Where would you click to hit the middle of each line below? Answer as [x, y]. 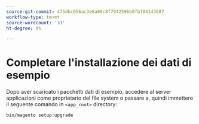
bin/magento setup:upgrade [40, 115]
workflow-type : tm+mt [33, 17]
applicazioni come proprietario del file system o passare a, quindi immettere [99, 98]
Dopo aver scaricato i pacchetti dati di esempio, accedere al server [89, 92]
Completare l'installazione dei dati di [99, 63]
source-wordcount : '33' [36, 23]
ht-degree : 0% [24, 28]
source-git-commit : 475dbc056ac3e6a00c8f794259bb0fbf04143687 [85, 12]
